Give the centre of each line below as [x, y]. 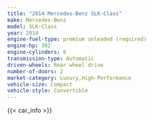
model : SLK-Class [32, 26]
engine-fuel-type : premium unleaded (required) [77, 39]
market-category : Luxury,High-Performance [69, 78]
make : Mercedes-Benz [37, 20]
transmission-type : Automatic [51, 59]
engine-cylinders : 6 [37, 53]
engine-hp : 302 [29, 46]
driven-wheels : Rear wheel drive [55, 65]
